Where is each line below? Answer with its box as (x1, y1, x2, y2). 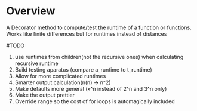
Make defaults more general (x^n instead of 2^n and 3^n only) (14, 85, 167, 92)
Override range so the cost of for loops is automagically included (14, 97, 175, 105)
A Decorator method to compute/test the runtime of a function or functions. (6, 24, 192, 31)
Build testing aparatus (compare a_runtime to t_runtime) (14, 66, 152, 73)
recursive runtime (14, 60, 59, 67)
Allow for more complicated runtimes (14, 72, 106, 79)
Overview (6, 4, 56, 18)
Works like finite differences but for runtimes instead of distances (6, 30, 167, 37)
